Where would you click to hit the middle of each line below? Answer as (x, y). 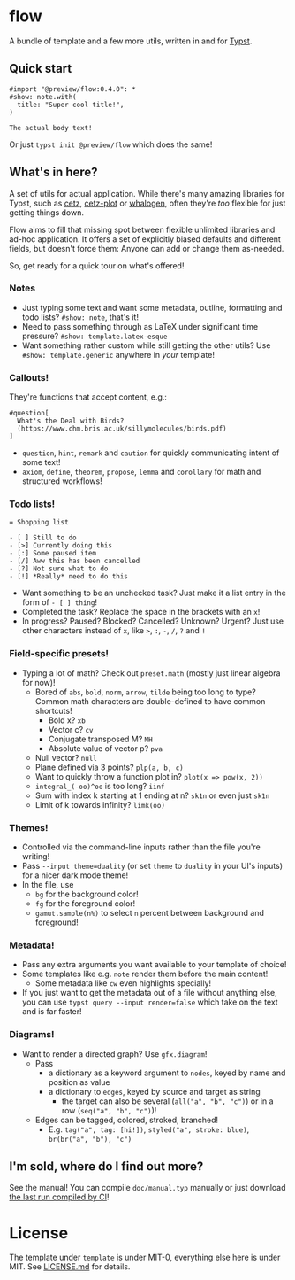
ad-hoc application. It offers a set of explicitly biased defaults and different (145, 239)
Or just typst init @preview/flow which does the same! (111, 144)
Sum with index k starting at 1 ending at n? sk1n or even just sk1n (152, 795)
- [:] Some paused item (53, 554)
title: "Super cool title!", (71, 105)
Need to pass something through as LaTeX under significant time (140, 326)
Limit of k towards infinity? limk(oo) (100, 804)
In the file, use (48, 885)
